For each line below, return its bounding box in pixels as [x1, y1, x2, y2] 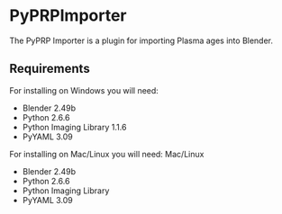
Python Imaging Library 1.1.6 [22, 121, 127, 132]
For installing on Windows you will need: [9, 85, 159, 95]
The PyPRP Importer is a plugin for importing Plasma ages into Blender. [9, 35, 273, 46]
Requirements [9, 61, 90, 76]
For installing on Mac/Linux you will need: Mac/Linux [9, 148, 205, 159]
